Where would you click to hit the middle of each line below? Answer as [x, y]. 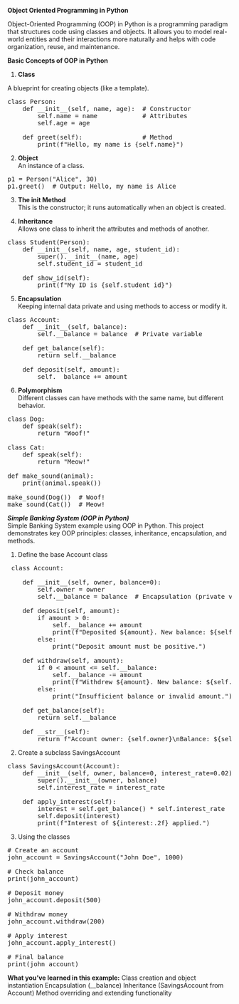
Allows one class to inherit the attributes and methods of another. [113, 229]
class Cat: [26, 448]
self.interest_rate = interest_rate [101, 787]
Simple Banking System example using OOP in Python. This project [106, 525]
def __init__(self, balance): [75, 327]
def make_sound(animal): [51, 476]
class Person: [32, 101]
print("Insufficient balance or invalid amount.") [142, 696]
